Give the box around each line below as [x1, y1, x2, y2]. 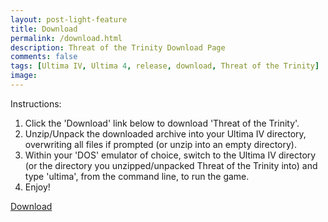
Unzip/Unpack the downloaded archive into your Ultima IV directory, [24, 127, 307, 140]
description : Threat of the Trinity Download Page [10, 42, 226, 53]
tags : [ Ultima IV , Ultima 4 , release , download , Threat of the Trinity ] [10, 61, 320, 71]
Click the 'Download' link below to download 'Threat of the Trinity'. [24, 117, 300, 129]
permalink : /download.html [10, 33, 123, 43]
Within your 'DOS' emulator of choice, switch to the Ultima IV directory [24, 149, 317, 161]
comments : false [10, 52, 78, 62]
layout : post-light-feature [10, 14, 128, 25]
